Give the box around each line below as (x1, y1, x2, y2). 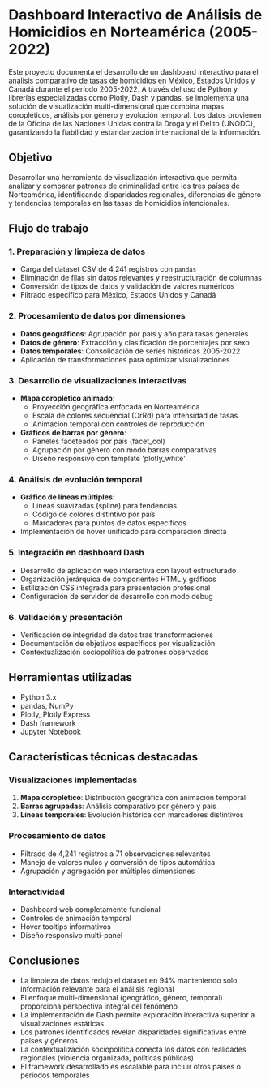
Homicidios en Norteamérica (8, 23, 206, 41)
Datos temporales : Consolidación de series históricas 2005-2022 (19, 346, 241, 356)
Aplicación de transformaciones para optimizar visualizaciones (19, 354, 230, 364)
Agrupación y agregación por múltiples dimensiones (19, 866, 195, 876)
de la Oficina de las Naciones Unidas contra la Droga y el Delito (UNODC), (8, 118, 255, 128)
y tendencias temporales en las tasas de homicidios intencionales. (8, 198, 229, 208)
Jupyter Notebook (19, 726, 81, 736)
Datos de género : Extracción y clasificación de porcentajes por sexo (19, 337, 250, 347)
